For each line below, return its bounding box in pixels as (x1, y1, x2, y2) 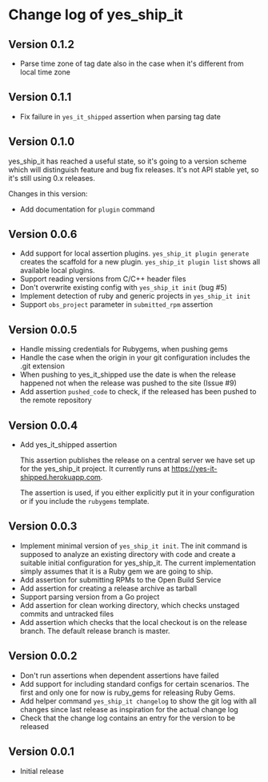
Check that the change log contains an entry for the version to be (19, 713, 236, 723)
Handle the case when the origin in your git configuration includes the (19, 353, 250, 362)
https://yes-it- (171, 464, 218, 474)
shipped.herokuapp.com (19, 473, 102, 482)
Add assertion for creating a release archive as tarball (19, 583, 198, 593)
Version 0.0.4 (8, 418, 78, 432)
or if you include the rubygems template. (19, 497, 150, 506)
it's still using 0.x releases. (8, 173, 96, 183)
